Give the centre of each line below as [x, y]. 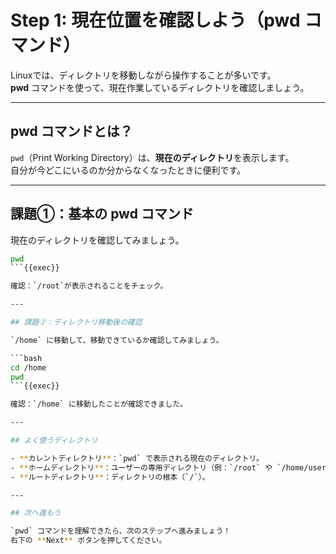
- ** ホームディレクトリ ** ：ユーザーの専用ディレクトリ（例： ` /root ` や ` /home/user [168, 467]
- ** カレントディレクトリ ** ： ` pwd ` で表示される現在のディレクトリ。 [137, 458]
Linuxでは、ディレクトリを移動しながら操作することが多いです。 [143, 75]
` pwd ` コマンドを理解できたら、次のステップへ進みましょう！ [121, 531]
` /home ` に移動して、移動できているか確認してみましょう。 [117, 340]
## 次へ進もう [36, 513]
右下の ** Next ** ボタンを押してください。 [88, 541]
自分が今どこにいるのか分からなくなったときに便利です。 [128, 170]
